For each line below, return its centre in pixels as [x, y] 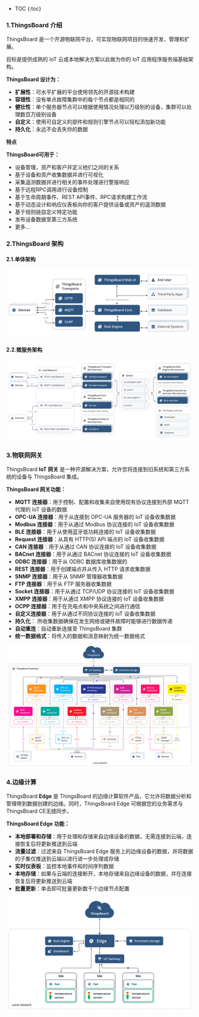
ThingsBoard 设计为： [34, 79]
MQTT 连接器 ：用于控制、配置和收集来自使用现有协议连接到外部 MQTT [102, 502]
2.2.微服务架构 [24, 349]
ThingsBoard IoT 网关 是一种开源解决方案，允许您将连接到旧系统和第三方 [96, 469]
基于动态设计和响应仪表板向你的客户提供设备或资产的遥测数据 [90, 204]
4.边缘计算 [21, 782]
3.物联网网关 [24, 455]
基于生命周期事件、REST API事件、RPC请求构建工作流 [81, 197]
